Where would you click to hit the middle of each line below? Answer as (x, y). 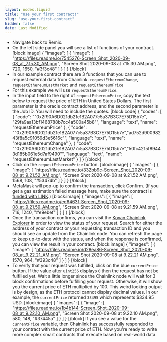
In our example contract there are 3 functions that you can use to (79, 74)
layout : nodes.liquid (28, 10)
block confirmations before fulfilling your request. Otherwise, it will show (87, 281)
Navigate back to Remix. (37, 42)
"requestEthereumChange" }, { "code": (52, 143)
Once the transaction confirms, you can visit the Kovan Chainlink (79, 218)
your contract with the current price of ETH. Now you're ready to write (84, 329)
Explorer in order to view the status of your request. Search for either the (87, 223)
